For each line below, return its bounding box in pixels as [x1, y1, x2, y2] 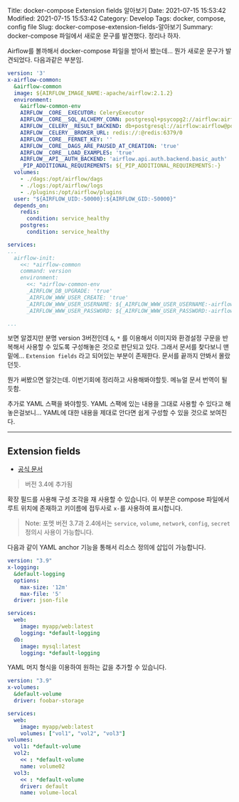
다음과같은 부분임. [33, 55, 84, 64]
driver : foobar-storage [14, 697, 84, 705]
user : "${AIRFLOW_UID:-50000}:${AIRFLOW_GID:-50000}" [14, 195, 176, 203]
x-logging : [7, 564, 40, 571]
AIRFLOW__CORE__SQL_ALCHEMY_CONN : [20, 116, 122, 123]
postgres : [20, 222, 50, 229]
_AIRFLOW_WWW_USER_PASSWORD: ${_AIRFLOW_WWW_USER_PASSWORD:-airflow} [26, 307, 237, 314]
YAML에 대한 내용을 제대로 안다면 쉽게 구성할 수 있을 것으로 [43, 408, 208, 417]
